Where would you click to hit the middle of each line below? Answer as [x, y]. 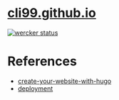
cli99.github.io [52, 13]
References [42, 61]
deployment [35, 88]
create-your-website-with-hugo [64, 81]
